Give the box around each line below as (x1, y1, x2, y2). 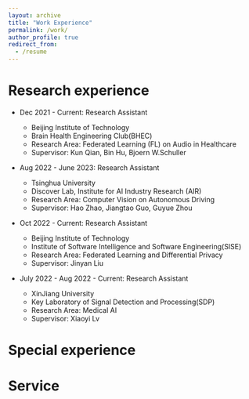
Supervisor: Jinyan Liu (31, 258, 104, 267)
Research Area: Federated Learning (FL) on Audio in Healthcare (31, 139, 237, 149)
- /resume (15, 48, 47, 56)
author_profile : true (8, 33, 79, 42)
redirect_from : (8, 41, 58, 49)
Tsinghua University (31, 178, 96, 187)
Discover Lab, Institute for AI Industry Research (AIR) (31, 186, 202, 196)
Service (8, 377, 60, 395)
